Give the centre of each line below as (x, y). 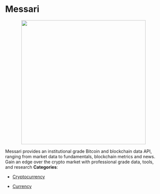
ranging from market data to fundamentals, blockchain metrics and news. (80, 156)
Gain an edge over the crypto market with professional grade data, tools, (80, 162)
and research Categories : (32, 167)
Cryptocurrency (29, 177)
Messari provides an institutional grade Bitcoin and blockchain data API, (79, 151)
